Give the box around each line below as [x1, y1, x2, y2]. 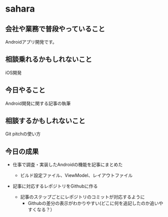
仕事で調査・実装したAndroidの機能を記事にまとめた [12, 162, 123, 168]
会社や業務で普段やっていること [5, 24, 105, 33]
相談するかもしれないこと [5, 117, 85, 125]
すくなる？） [27, 206, 55, 213]
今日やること [5, 86, 46, 94]
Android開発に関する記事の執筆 [5, 100, 71, 106]
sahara [5, 3, 35, 15]
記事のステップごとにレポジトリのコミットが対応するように [20, 194, 145, 200]
